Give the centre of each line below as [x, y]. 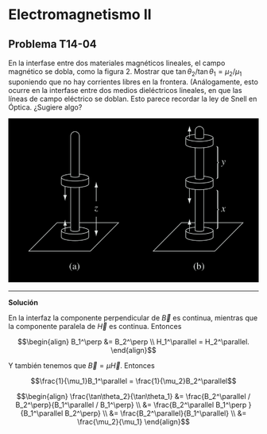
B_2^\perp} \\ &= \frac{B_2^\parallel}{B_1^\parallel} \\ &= [156, 413]
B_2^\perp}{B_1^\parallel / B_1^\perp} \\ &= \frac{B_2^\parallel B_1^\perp [131, 405]
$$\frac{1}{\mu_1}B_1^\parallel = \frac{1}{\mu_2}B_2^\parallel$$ [133, 381]
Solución [23, 303]
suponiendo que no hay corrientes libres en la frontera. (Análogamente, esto [133, 82]
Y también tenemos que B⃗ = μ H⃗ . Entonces [81, 366]
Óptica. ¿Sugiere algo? [45, 107]
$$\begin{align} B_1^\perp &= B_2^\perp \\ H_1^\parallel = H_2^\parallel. [133, 342]
